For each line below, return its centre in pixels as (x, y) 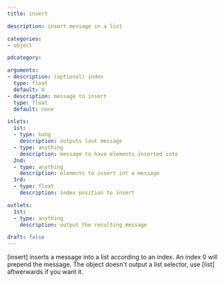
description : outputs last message (71, 141)
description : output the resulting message (84, 225)
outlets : (20, 205)
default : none (34, 109)
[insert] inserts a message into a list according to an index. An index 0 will (112, 257)
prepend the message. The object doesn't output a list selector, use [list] (111, 264)
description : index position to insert (77, 193)
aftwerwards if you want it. (45, 272)
